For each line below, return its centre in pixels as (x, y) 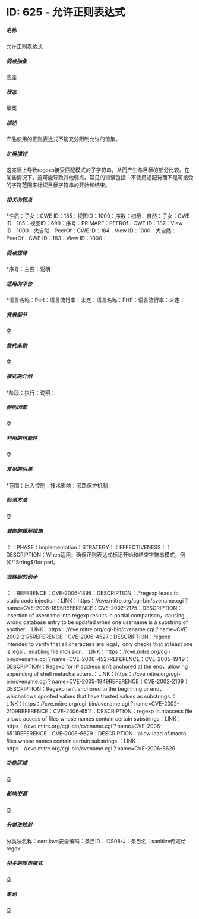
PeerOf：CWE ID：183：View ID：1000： (57, 238)
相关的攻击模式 (24, 863)
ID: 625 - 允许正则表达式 (66, 12)
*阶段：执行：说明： (31, 392)
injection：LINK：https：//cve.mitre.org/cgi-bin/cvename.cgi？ (112, 600)
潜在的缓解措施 (24, 531)
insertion (17, 615)
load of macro (169, 733)
